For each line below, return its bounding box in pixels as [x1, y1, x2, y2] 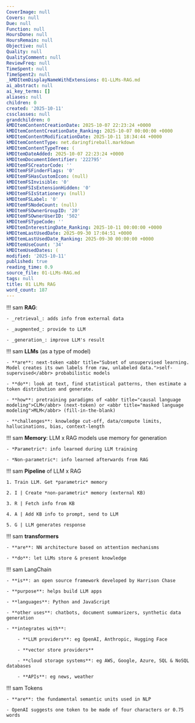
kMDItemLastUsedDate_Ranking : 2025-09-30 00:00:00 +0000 [6, 236, 154, 242]
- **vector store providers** [17, 647, 94, 653]
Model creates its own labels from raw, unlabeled [6, 364, 138, 371]
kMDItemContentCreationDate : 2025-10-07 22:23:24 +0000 [6, 123, 151, 129]
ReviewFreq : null [6, 60, 51, 66]
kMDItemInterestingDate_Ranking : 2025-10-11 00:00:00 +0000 [6, 225, 163, 231]
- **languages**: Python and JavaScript [6, 599, 111, 605]
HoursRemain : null [6, 37, 53, 43]
